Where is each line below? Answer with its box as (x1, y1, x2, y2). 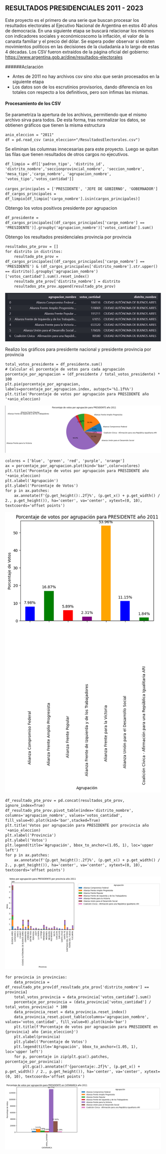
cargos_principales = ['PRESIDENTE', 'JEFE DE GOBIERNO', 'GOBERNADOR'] (5, 186, 158, 192)
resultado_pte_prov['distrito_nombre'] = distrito (14, 279, 121, 284)
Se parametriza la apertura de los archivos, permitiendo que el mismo (5, 112, 147, 118)
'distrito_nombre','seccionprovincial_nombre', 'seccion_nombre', (5, 166, 145, 172)
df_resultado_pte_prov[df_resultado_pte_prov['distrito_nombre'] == (5, 985, 149, 990)
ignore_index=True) (5, 803, 45, 808)
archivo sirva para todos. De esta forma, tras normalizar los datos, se (5, 117, 146, 123)
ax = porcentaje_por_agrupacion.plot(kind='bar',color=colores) (5, 463, 140, 468)
